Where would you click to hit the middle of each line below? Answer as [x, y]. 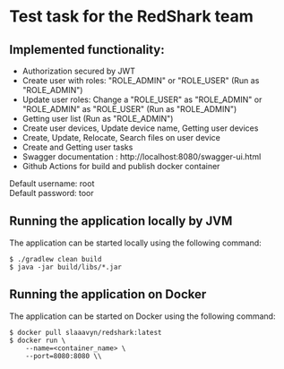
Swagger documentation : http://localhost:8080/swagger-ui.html [142, 157]
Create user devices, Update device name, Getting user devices [140, 128]
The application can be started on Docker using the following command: [142, 316]
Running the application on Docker [108, 294]
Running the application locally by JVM [121, 221]
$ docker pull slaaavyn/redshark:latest [86, 332]
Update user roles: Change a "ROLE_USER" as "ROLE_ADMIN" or [142, 99]
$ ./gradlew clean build [56, 259]
